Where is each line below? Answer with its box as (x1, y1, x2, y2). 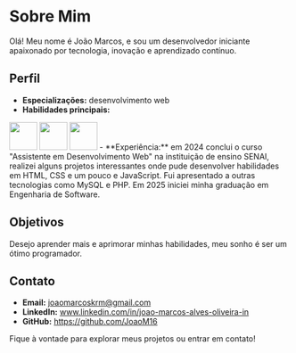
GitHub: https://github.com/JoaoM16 (21, 316, 158, 327)
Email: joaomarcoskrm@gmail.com (21, 297, 152, 308)
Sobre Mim (9, 6, 92, 27)
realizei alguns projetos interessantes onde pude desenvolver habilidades (9, 160, 279, 171)
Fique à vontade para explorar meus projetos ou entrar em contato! (9, 333, 256, 344)
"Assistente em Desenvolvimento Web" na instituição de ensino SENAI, (9, 151, 270, 161)
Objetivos (9, 215, 64, 230)
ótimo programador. (9, 248, 83, 259)
